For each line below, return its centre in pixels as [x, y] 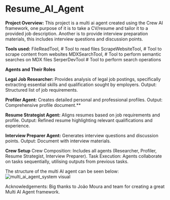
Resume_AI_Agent [45, 9]
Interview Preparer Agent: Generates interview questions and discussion [82, 135]
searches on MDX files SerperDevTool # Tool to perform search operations [83, 59]
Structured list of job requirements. [42, 90]
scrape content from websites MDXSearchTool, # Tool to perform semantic [83, 54]
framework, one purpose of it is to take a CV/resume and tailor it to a [77, 28]
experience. [18, 126]
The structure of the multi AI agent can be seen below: [62, 171]
